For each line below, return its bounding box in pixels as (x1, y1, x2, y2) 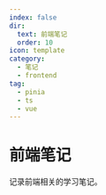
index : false (9, 12, 57, 22)
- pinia (17, 87, 46, 96)
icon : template (9, 46, 65, 55)
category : (9, 54, 46, 63)
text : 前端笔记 (17, 29, 68, 38)
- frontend (17, 71, 57, 80)
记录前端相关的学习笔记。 (9, 176, 102, 187)
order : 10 (17, 37, 53, 47)
